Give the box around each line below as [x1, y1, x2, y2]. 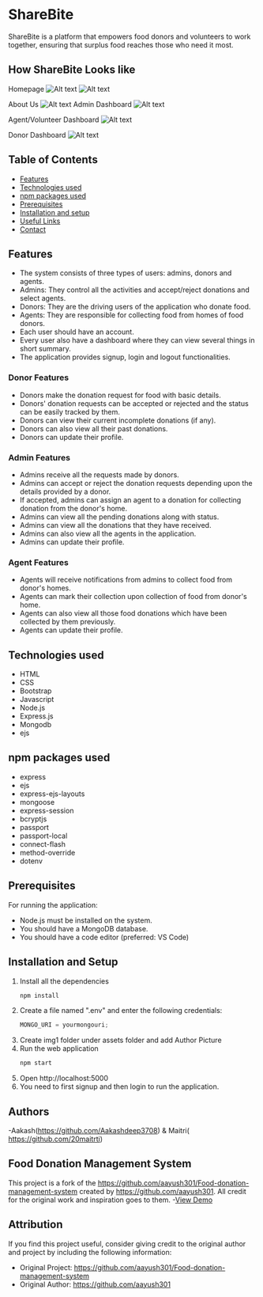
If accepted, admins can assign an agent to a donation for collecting [19, 495, 242, 504]
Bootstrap [19, 686, 52, 696]
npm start [19, 1059, 53, 1068]
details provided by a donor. [19, 487, 111, 496]
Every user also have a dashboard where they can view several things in [19, 336, 255, 345]
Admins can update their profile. [19, 537, 125, 547]
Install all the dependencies [19, 976, 109, 986]
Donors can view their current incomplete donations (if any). [19, 415, 216, 425]
